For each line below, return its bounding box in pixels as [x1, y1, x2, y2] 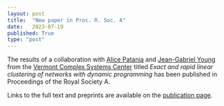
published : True [7, 29, 54, 37]
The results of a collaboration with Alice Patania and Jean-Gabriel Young [7, 55, 216, 63]
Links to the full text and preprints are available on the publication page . [7, 91, 213, 100]
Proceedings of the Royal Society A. [7, 77, 111, 86]
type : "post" [7, 36, 45, 43]
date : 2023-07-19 [7, 23, 64, 30]
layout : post [7, 10, 45, 17]
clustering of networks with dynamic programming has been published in [7, 70, 218, 79]
